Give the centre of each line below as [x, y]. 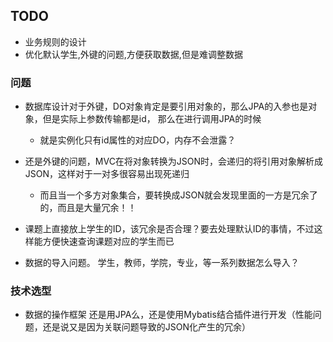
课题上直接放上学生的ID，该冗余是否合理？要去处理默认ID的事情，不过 [169, 229]
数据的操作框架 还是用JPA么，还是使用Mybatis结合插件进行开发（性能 [168, 315]
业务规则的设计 [55, 41]
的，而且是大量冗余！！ [88, 208]
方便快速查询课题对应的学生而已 [108, 241]
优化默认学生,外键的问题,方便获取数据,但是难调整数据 [133, 54]
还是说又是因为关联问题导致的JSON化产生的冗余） [147, 327]
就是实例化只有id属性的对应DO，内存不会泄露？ [138, 140]
